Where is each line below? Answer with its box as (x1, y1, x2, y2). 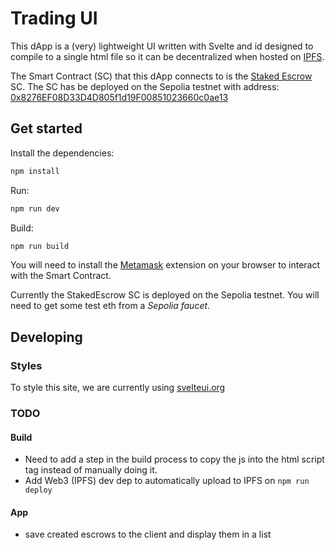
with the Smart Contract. (10, 270, 112, 282)
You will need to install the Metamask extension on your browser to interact (10, 259, 321, 271)
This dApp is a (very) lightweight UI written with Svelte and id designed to (10, 40, 314, 52)
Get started (10, 120, 83, 137)
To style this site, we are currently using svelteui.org (10, 382, 226, 394)
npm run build (10, 241, 70, 251)
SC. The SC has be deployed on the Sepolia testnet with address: (10, 80, 280, 92)
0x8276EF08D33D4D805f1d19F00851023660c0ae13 (10, 91, 229, 103)
